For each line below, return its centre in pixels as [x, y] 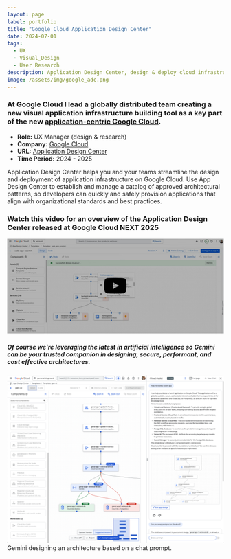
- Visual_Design [36, 58]
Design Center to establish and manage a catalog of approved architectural [113, 186]
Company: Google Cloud [53, 144]
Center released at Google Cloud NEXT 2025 [83, 227]
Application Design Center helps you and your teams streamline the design [113, 172]
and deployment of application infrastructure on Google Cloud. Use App [109, 179]
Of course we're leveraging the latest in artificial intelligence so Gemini [111, 347]
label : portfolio [32, 22]
